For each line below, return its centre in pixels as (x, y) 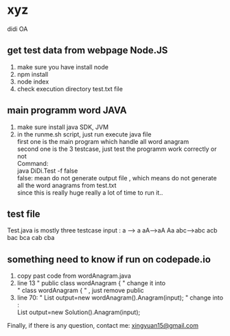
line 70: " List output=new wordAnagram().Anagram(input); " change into (120, 298)
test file (24, 214)
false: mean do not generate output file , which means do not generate (117, 178)
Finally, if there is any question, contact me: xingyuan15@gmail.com (103, 326)
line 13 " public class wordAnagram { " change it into (91, 283)
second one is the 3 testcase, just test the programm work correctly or (117, 149)
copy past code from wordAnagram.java (74, 276)
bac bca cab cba (31, 238)
